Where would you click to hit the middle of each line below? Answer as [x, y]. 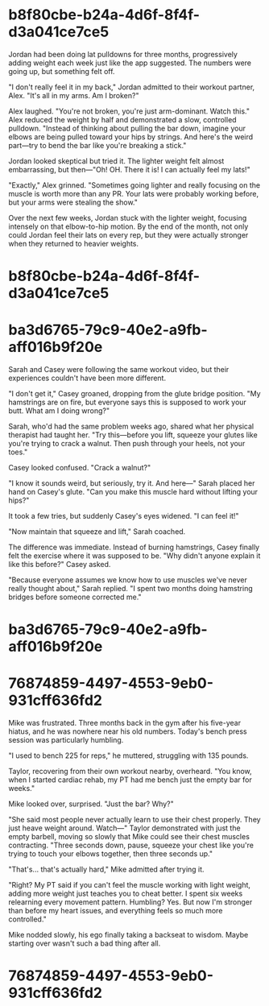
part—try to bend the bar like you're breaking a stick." [97, 145]
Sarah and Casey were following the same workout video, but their [119, 370]
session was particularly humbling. [66, 740]
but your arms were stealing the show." [73, 202]
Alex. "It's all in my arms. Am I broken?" [74, 95]
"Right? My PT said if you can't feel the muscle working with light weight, [130, 885]
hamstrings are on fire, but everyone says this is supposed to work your [128, 402]
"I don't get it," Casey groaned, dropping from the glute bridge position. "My [134, 394]
